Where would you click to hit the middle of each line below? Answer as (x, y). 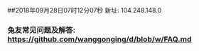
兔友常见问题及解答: (42, 30)
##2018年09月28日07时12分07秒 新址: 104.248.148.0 (85, 10)
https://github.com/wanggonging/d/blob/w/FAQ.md (99, 39)
